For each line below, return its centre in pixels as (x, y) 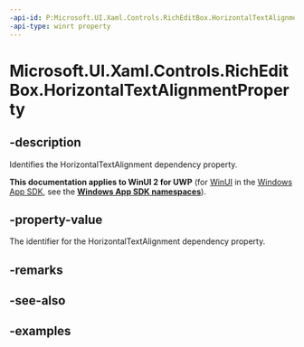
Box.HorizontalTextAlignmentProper (149, 90)
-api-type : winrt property (60, 26)
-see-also (38, 300)
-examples (40, 331)
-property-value (56, 219)
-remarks (36, 270)
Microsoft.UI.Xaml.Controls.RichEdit (149, 71)
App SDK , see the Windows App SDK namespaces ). (108, 192)
